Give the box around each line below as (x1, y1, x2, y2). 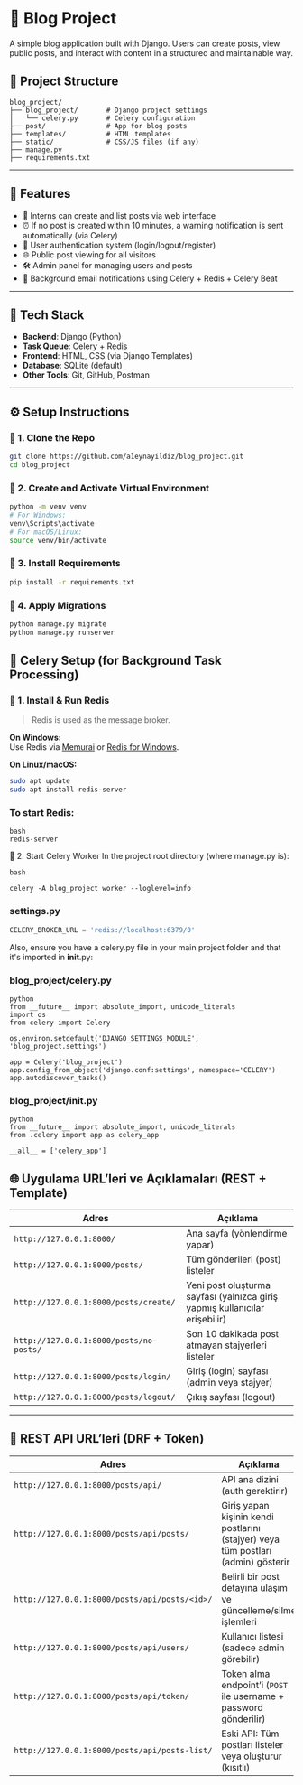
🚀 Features (9, 186, 71, 201)
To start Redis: (9, 807, 75, 819)
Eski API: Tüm (220, 1727, 280, 1740)
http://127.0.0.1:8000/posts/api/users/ (14, 1642, 189, 1652)
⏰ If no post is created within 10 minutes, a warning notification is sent (22, 220, 284, 230)
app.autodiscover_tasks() (9, 1073, 106, 1082)
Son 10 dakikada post (186, 1328, 280, 1341)
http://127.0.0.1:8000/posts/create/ (14, 1297, 176, 1308)
